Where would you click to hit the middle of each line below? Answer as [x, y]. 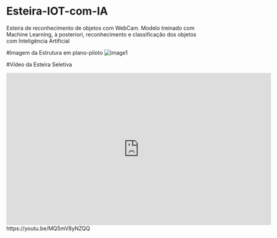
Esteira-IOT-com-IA [57, 11]
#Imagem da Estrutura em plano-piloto [55, 52]
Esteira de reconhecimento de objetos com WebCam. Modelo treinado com [101, 28]
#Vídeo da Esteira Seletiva [39, 64]
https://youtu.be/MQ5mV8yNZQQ [48, 228]
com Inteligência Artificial [38, 41]
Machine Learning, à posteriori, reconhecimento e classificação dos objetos [101, 34]
